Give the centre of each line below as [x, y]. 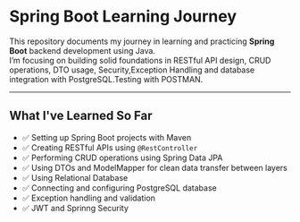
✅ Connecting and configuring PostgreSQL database [119, 188]
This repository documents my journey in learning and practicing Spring [142, 41]
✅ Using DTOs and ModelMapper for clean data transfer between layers [154, 167]
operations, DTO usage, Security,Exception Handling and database [132, 70]
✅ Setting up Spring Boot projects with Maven [107, 137]
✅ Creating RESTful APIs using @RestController [110, 147]
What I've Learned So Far [81, 116]
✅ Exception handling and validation [89, 198]
